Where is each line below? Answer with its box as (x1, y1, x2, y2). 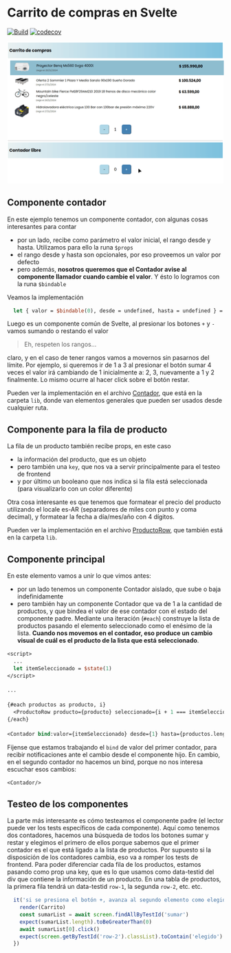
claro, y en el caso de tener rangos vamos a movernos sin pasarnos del (7, 354, 210, 362)
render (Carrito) (19, 904, 67, 911)
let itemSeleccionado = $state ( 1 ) (13, 665, 112, 672)
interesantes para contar (7, 222, 77, 230)
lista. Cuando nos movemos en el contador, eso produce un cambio (16, 629, 213, 637)
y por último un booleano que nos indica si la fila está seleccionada (16, 477, 208, 485)
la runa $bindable (16, 279, 67, 288)
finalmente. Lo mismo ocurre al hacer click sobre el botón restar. (7, 376, 190, 384)
